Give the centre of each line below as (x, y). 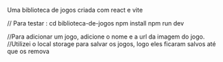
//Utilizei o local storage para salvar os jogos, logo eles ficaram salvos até (111, 44)
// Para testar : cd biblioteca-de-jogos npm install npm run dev (96, 23)
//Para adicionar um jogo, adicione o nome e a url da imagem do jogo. (106, 37)
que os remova (28, 51)
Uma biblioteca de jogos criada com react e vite (75, 10)
